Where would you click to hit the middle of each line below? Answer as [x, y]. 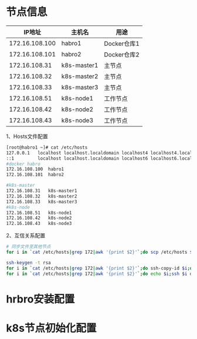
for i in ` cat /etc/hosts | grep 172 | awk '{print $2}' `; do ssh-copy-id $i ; [98, 268]
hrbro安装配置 [40, 299]
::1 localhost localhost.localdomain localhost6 [77, 158]
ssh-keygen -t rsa [28, 263]
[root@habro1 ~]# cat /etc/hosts [47, 147]
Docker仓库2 [122, 55]
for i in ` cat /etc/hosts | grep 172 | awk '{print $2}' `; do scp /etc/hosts [97, 252]
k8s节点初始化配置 [51, 328]
